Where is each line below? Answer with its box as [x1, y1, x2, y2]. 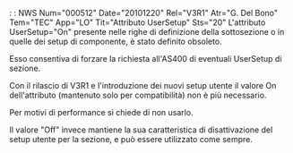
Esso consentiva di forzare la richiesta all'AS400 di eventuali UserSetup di [9, 54, 282, 64]
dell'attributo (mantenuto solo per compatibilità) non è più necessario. [9, 89, 267, 100]
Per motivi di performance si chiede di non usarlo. [9, 107, 194, 117]
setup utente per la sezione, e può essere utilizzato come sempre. [9, 134, 254, 144]
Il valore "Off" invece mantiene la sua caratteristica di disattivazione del [9, 124, 273, 135]
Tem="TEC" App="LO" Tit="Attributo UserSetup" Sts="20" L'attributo [9, 17, 266, 28]
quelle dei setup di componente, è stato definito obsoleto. [9, 36, 222, 47]
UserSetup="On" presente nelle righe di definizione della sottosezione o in [9, 27, 285, 37]
